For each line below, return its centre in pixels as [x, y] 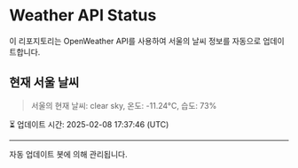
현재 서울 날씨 [44, 83]
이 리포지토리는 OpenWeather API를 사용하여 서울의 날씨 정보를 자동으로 [135, 41]
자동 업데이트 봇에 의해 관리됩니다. [68, 154]
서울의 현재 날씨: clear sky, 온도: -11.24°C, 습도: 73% [124, 105]
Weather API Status [83, 15]
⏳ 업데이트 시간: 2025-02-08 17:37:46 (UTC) [89, 124]
